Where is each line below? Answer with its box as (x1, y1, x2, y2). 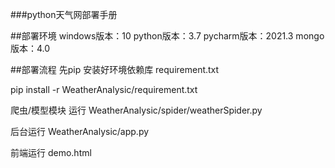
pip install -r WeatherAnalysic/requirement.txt (10, 84, 198, 95)
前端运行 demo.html (10, 147, 92, 158)
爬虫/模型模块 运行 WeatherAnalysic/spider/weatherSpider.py (10, 104, 263, 116)
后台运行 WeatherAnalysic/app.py (10, 126, 150, 137)
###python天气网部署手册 (10, 9, 118, 20)
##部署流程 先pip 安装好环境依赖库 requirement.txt (10, 64, 220, 75)
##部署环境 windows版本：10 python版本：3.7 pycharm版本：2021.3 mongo (10, 30, 325, 42)
